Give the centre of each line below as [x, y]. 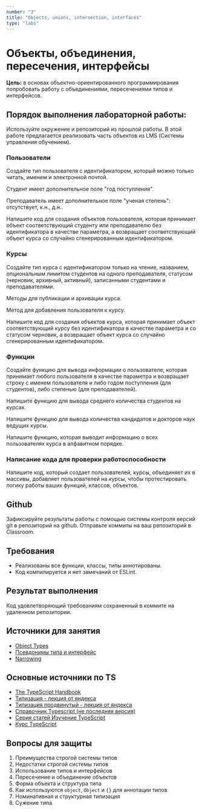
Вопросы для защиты [49, 743]
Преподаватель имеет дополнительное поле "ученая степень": [88, 201]
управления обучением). [39, 142]
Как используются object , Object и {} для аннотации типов [91, 790]
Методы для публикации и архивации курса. [64, 298]
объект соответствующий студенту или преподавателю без [84, 225]
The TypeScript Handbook [48, 692]
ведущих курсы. [27, 426]
